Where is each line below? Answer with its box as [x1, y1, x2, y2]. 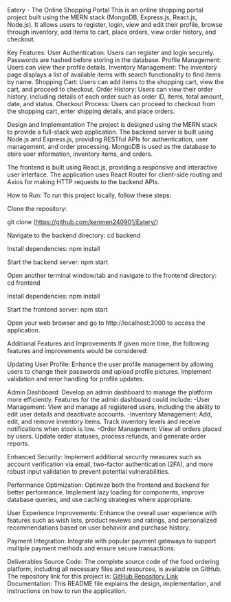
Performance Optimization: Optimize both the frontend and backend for [7, 481, 210, 489]
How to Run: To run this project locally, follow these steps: [7, 191, 172, 199]
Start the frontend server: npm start [7, 305, 108, 313]
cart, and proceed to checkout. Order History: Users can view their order [7, 86, 213, 93]
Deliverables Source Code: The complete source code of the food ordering [7, 558, 219, 565]
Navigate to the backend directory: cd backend [7, 231, 141, 239]
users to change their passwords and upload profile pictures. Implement [7, 368, 212, 375]
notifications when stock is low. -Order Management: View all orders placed [7, 425, 222, 433]
